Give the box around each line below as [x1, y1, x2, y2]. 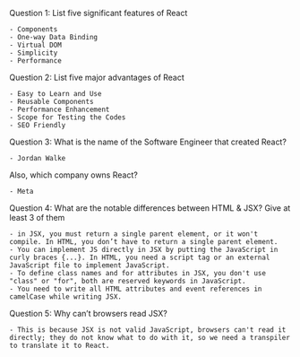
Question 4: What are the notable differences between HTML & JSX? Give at [9, 203, 291, 213]
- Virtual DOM [9, 40, 63, 49]
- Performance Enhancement [9, 105, 110, 114]
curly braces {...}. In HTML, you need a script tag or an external [9, 253, 270, 262]
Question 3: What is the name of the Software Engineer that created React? [9, 136, 287, 147]
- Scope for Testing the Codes [9, 113, 126, 122]
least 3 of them [9, 213, 65, 222]
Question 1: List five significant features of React [9, 8, 188, 18]
